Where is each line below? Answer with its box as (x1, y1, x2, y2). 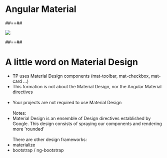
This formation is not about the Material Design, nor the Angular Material (12, 83, 161, 89)
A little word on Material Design (5, 56, 138, 68)
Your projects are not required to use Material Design (12, 99, 122, 105)
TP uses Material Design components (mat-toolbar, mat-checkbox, (12, 73, 150, 79)
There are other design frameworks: (12, 136, 87, 143)
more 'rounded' (12, 126, 45, 132)
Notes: (12, 110, 26, 116)
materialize (12, 142, 35, 148)
